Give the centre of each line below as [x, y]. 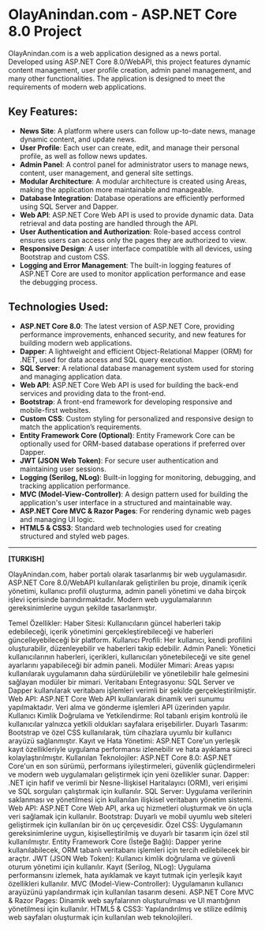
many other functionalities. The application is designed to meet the [117, 78]
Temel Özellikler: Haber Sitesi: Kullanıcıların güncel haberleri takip [115, 623]
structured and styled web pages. [75, 536]
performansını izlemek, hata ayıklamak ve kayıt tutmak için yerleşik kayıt [125, 875]
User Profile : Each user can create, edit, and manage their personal [129, 147]
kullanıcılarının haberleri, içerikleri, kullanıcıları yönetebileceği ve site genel [129, 656]
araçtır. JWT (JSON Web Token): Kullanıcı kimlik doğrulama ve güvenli [122, 858]
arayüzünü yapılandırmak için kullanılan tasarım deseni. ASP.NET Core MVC [131, 892]
